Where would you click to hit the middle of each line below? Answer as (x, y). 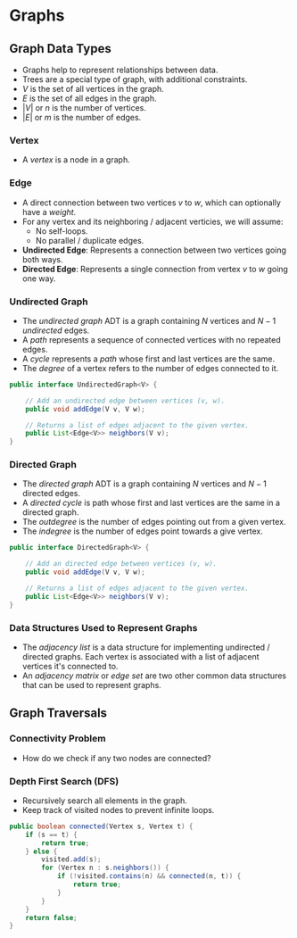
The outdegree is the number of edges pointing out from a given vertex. (154, 522)
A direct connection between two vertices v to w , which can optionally (151, 203)
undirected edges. (56, 330)
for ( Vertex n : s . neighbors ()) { (105, 868)
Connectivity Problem (58, 739)
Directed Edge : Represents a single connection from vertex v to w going (155, 269)
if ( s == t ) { (51, 834)
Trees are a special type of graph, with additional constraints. (135, 79)
